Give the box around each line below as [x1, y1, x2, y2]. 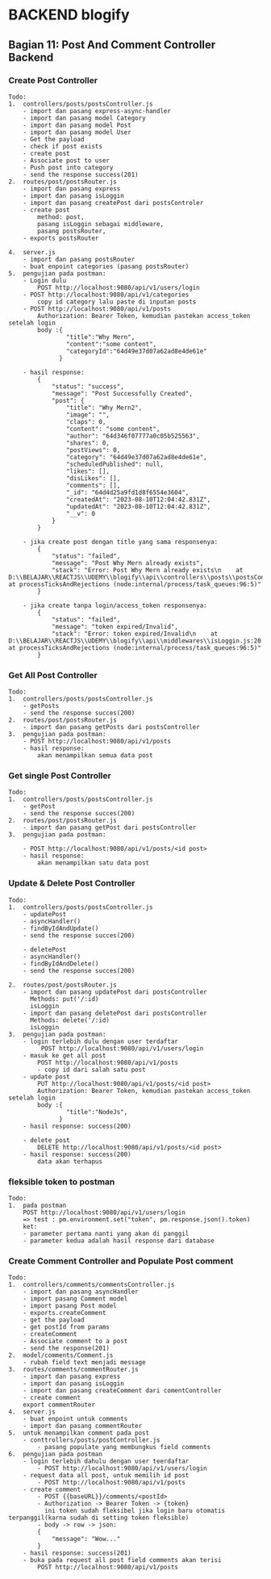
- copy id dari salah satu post [37, 1066, 147, 1074]
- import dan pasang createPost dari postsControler [23, 199, 204, 207]
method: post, [37, 212, 85, 221]
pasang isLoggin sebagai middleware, [37, 220, 164, 228]
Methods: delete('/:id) [29, 1016, 110, 1024]
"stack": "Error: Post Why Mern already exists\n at [51, 566, 244, 574]
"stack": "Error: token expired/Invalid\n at [51, 630, 219, 638]
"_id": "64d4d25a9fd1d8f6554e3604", [65, 488, 190, 496]
